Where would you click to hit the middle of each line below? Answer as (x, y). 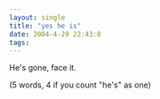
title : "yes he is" (45, 26)
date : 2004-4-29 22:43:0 (55, 34)
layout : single (37, 17)
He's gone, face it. (43, 68)
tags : (19, 42)
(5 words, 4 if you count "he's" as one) (80, 85)
